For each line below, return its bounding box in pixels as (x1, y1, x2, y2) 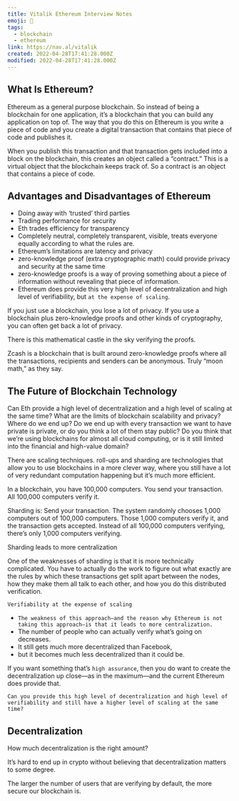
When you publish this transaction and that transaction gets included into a (7, 146, 228, 155)
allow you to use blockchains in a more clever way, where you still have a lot (7, 464, 231, 472)
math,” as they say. (7, 364, 63, 373)
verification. (7, 587, 43, 596)
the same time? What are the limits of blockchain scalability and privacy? (7, 412, 221, 420)
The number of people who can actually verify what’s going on (17, 627, 202, 636)
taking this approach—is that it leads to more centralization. (17, 621, 213, 629)
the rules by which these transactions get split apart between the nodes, (7, 572, 220, 581)
